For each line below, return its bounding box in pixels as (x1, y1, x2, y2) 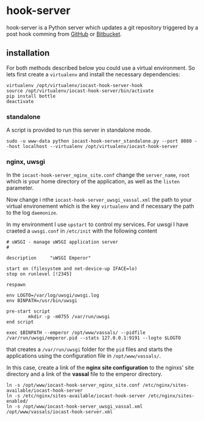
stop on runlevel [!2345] (6, 271, 72, 277)
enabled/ (6, 398, 29, 405)
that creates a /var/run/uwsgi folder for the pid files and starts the (6, 345, 172, 353)
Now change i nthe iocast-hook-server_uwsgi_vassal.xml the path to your (6, 196, 192, 203)
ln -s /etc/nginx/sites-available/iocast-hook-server (6, 393, 146, 399)
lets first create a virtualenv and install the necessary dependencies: (6, 71, 181, 78)
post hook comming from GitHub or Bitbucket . (6, 30, 122, 37)
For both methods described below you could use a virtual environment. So (6, 64, 195, 71)
